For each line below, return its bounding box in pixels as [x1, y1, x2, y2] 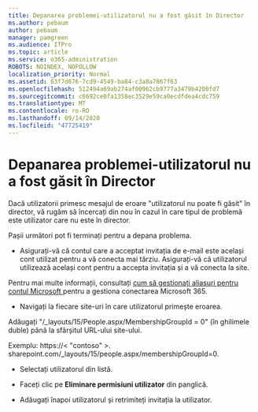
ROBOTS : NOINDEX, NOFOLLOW [8, 63, 97, 71]
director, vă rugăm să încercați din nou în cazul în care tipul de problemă [8, 207, 242, 216]
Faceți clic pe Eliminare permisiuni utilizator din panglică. [19, 380, 208, 389]
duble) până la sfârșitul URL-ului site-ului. [8, 325, 142, 335]
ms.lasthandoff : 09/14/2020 [8, 114, 101, 122]
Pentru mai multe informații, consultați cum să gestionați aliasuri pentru [8, 278, 238, 287]
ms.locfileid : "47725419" [8, 122, 93, 129]
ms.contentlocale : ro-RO [8, 107, 90, 115]
